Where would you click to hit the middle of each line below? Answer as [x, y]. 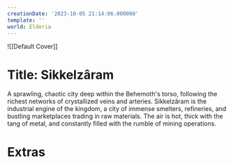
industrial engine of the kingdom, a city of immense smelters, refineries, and [117, 109]
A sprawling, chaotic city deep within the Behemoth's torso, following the [112, 94]
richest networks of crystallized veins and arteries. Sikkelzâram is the [107, 101]
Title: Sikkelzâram [61, 75]
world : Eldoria [29, 27]
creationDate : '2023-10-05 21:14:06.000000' [73, 14]
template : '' [26, 20]
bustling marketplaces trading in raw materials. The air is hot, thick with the [115, 117]
